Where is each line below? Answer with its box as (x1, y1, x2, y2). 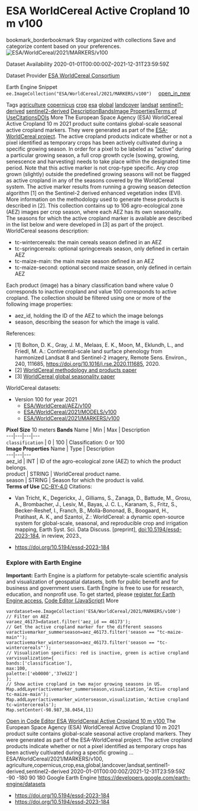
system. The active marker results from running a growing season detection (6, 183, 191, 190)
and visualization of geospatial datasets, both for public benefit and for (6, 578, 179, 585)
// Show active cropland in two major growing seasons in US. (6, 681, 163, 687)
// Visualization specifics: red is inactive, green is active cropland (6, 650, 189, 656)
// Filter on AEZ (6, 614, 49, 620)
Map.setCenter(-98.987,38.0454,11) (6, 707, 94, 713)
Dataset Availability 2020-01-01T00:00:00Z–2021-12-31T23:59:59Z (6, 60, 170, 68)
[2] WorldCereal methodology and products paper (14, 366, 137, 373)
